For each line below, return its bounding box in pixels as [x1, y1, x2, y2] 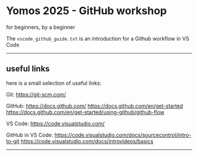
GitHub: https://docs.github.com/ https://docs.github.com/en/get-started [6, 102, 183, 109]
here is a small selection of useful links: [6, 79, 102, 87]
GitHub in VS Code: [6, 131, 54, 138]
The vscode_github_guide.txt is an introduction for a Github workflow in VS [6, 35, 190, 42]
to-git [6, 137, 19, 145]
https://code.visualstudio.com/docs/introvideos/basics [20, 137, 154, 145]
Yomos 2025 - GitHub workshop [6, 4, 167, 18]
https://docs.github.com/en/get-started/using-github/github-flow [6, 108, 165, 115]
